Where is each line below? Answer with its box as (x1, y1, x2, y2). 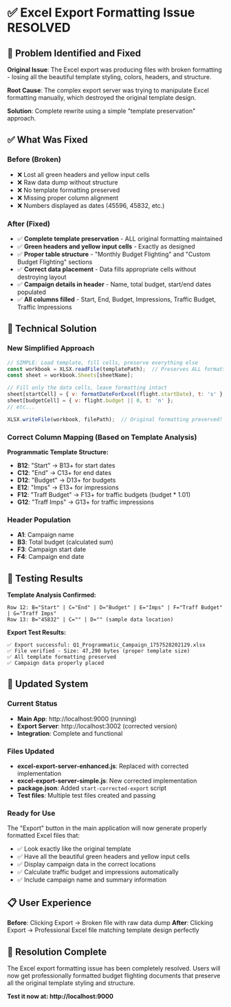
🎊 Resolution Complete (7, 946, 107, 957)
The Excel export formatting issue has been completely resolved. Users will (7, 964, 221, 972)
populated (16, 288, 47, 296)
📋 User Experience (7, 897, 91, 909)
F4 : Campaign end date (16, 553, 85, 561)
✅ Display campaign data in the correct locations (16, 860, 156, 869)
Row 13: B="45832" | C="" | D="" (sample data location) (7, 616, 174, 624)
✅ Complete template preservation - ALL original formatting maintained (16, 234, 223, 242)
